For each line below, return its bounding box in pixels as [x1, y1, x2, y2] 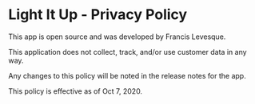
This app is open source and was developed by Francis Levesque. [8, 32, 226, 41]
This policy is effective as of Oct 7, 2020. [8, 86, 142, 96]
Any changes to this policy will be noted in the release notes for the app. [8, 71, 246, 80]
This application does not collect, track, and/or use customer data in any [8, 47, 247, 56]
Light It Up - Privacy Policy [8, 6, 188, 24]
